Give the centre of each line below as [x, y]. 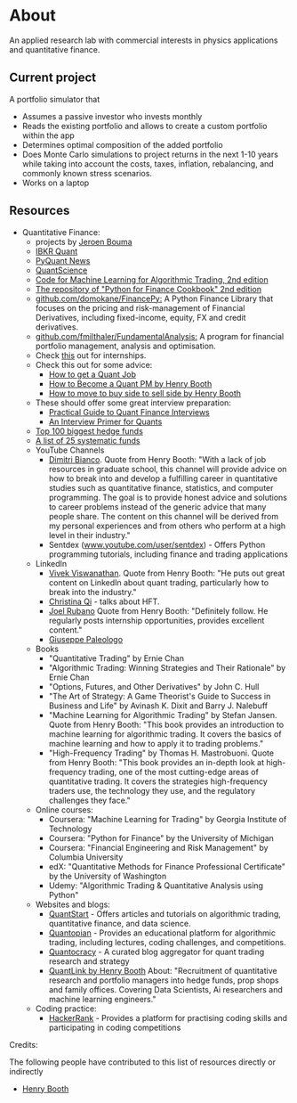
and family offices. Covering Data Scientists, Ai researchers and [165, 989]
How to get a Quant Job [92, 374]
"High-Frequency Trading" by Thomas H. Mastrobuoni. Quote [161, 753]
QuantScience [61, 270]
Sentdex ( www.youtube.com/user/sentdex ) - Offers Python [157, 544]
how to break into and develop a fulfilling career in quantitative [163, 478]
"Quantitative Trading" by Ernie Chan [116, 658]
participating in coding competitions [115, 1027]
